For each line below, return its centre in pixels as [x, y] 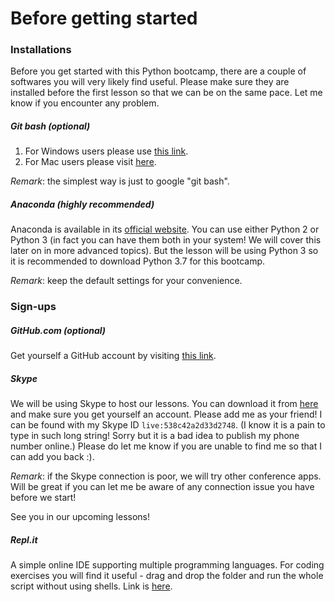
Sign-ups [33, 307]
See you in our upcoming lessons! [80, 517]
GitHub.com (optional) [58, 330]
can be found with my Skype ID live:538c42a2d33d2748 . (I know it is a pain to [168, 425]
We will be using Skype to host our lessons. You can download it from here [164, 404]
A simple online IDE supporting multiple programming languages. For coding [167, 565]
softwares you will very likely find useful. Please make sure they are [150, 82]
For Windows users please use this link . [106, 151]
